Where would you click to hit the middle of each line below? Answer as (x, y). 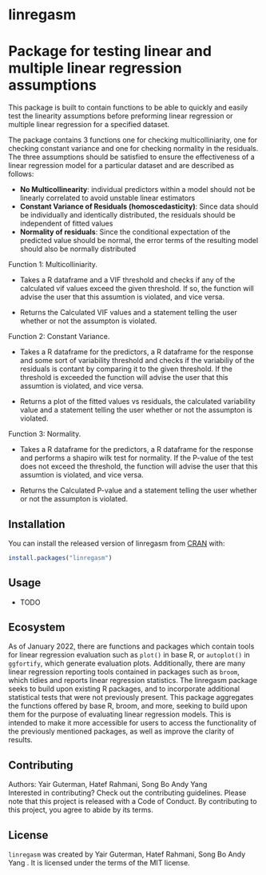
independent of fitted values (66, 224)
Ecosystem (37, 627)
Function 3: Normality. (45, 434)
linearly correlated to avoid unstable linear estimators (107, 198)
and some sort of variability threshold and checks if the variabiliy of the (137, 361)
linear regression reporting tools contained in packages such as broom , (124, 672)
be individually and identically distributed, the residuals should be (127, 215)
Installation (37, 524)
